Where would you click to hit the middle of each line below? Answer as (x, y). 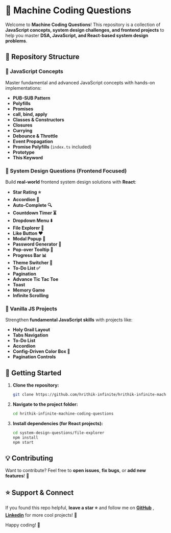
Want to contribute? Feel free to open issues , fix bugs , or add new (76, 470)
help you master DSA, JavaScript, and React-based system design (77, 35)
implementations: (23, 88)
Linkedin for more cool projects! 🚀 (41, 515)
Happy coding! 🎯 (23, 525)
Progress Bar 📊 (30, 255)
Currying (22, 130)
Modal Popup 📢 (29, 238)
